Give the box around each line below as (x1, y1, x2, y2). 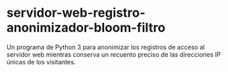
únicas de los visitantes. (6, 57, 76, 66)
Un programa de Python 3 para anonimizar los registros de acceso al (6, 43, 206, 51)
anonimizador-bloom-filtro (6, 20, 166, 36)
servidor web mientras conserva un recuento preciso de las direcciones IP (6, 50, 221, 59)
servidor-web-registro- (6, 5, 146, 21)
